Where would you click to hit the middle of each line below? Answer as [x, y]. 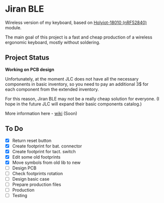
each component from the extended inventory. [52, 89]
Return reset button [32, 141]
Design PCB [24, 168]
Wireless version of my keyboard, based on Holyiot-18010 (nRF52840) [76, 22]
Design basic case [31, 179]
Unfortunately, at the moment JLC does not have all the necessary [72, 79]
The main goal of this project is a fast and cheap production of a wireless [79, 37]
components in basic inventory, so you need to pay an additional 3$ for [77, 84]
